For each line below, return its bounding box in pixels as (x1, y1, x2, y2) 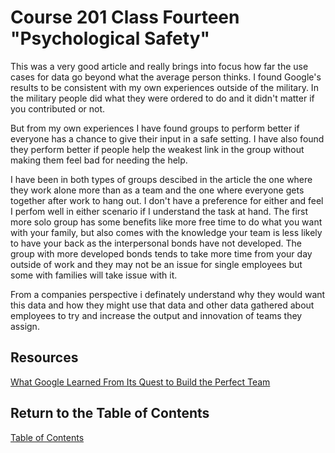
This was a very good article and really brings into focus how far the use (10, 60, 309, 72)
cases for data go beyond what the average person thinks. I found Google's (10, 71, 322, 83)
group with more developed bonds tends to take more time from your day (10, 247, 313, 260)
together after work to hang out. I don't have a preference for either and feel (10, 194, 324, 206)
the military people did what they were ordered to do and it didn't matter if (10, 92, 315, 104)
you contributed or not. (10, 102, 106, 115)
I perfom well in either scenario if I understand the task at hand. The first (10, 205, 309, 217)
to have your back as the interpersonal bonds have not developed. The (10, 237, 302, 249)
